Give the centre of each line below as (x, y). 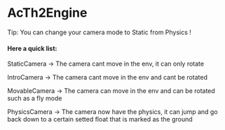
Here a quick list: (32, 48)
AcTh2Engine (47, 13)
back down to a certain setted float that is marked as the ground (100, 120)
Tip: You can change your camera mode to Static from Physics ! (99, 32)
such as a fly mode (35, 99)
